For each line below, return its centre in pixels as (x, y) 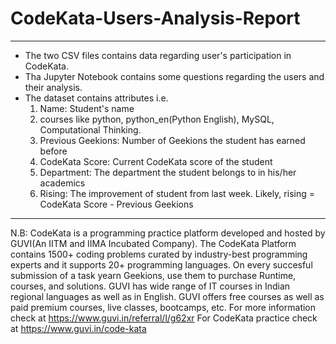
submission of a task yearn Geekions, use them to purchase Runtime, (153, 275)
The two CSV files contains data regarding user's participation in (158, 55)
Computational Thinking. (90, 129)
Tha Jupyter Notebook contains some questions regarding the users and (174, 76)
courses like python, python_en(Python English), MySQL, (157, 119)
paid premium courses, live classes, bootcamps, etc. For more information (163, 307)
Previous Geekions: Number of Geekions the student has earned (172, 140)
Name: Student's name (87, 108)
